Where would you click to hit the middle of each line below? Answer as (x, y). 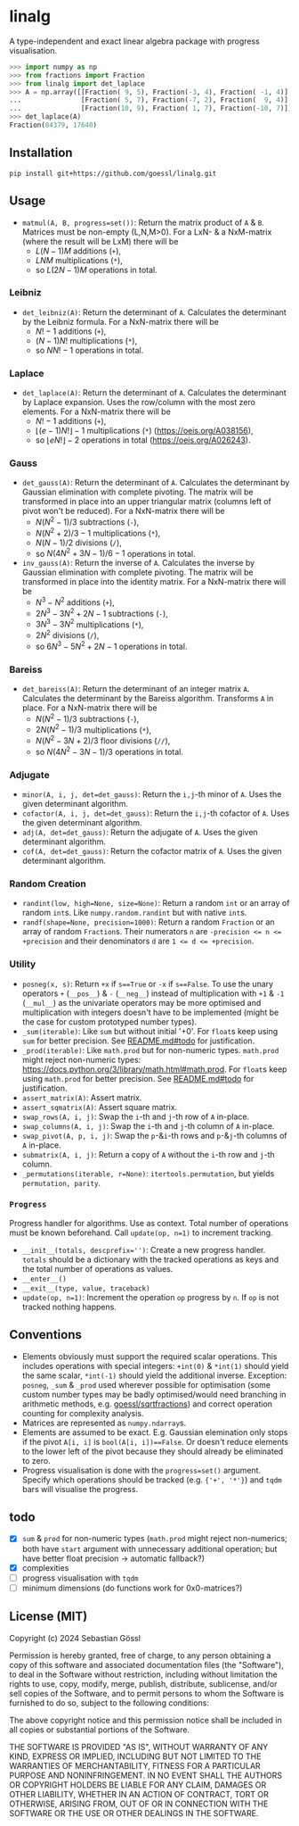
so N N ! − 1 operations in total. (89, 350)
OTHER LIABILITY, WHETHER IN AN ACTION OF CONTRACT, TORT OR (139, 1794)
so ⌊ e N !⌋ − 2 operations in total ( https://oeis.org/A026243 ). (143, 440)
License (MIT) (48, 1617)
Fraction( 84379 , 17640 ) (53, 125)
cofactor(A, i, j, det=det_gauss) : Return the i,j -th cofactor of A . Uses (156, 813)
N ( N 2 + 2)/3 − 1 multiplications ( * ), (98, 532)
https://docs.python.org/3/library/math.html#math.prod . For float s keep (154, 1069)
